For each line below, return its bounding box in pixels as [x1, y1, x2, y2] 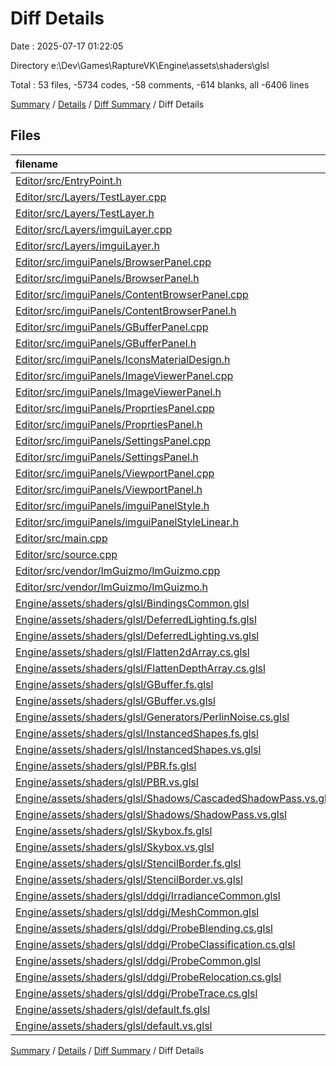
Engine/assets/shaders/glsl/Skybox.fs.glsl [15, 823, 213, 837]
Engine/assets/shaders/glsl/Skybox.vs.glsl [15, 840, 215, 854]
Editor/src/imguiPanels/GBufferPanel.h [15, 336, 197, 350]
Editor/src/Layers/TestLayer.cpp [15, 190, 167, 204]
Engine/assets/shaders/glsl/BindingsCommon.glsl [15, 596, 250, 610]
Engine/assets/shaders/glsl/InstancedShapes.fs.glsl [15, 726, 259, 740]
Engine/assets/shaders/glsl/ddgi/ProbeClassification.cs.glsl [15, 937, 296, 951]
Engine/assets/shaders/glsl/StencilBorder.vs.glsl [15, 872, 243, 886]
